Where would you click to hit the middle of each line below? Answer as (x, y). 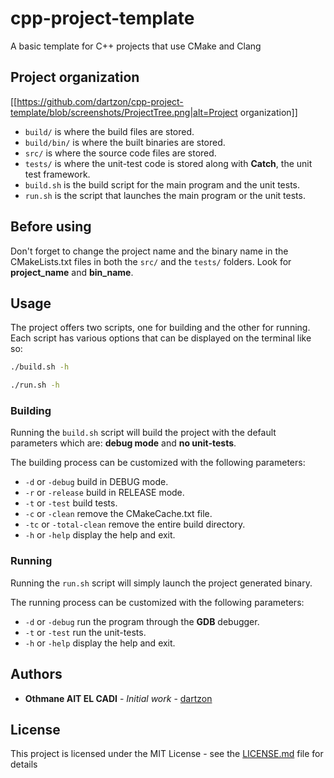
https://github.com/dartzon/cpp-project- (100, 101)
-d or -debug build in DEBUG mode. (96, 482)
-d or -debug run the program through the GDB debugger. (142, 621)
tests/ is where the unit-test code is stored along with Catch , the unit (168, 163)
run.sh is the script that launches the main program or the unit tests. (165, 195)
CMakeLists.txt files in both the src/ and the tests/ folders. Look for (151, 261)
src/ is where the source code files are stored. (120, 153)
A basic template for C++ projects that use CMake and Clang (136, 46)
